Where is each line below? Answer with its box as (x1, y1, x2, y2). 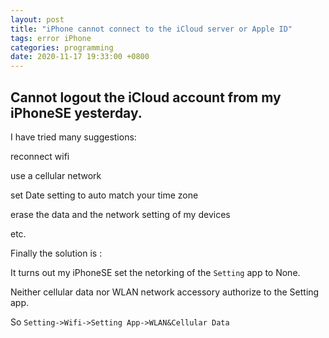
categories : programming (10, 42, 114, 53)
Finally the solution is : (10, 247, 103, 259)
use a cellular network (10, 169, 102, 181)
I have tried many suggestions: (10, 131, 137, 143)
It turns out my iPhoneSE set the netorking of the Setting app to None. (10, 266, 301, 278)
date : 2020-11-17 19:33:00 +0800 (10, 52, 150, 62)
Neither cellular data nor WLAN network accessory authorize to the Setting (10, 286, 320, 298)
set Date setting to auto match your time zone (10, 189, 199, 201)
